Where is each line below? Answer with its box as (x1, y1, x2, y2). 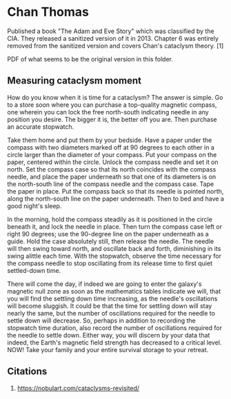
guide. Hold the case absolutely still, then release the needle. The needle (7, 237, 214, 245)
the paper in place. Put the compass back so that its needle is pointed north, (7, 187, 224, 195)
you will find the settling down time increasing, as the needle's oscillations (7, 294, 218, 303)
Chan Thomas (7, 4, 90, 20)
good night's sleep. (7, 201, 62, 210)
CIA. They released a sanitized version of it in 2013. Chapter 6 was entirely (7, 34, 219, 42)
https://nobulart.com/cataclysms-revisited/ (17, 384, 140, 392)
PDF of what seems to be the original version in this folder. (7, 54, 174, 63)
